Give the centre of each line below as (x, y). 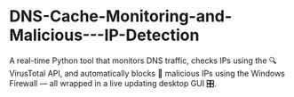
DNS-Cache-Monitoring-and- (121, 16)
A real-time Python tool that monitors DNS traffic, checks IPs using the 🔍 (143, 61)
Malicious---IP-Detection (104, 35)
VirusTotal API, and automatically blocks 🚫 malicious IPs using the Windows (147, 73)
